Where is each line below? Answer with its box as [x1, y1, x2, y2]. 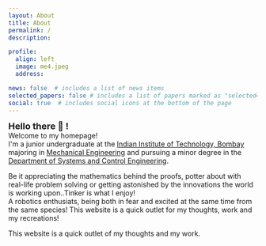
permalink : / [8, 26, 51, 34]
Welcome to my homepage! [8, 131, 98, 141]
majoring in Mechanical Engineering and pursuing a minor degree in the [8, 148, 242, 157]
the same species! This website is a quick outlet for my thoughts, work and [8, 205, 253, 214]
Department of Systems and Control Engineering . [8, 156, 169, 166]
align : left [15, 55, 55, 63]
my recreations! [8, 214, 59, 223]
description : [8, 33, 51, 42]
